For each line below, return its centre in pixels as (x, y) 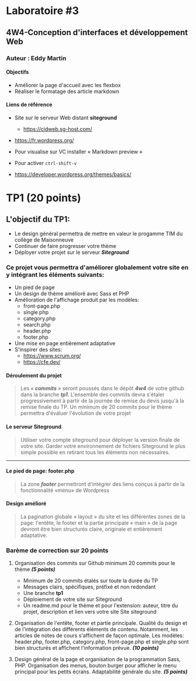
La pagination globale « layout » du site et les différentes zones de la (103, 517)
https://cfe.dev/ (42, 362)
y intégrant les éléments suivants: (55, 274)
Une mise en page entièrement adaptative (65, 343)
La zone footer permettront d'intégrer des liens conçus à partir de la (102, 484)
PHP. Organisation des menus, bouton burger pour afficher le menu (95, 666)
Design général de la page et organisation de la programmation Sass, (97, 659)
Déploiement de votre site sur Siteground (73, 599)
